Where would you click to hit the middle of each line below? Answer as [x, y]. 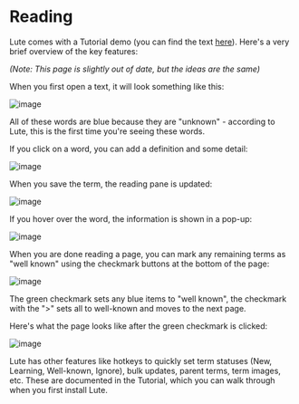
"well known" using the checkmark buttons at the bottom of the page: [140, 264]
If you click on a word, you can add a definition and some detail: [129, 149]
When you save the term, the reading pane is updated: [111, 184]
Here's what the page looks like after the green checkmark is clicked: [139, 326]
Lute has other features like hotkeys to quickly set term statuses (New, [141, 361]
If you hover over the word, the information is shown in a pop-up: [131, 218]
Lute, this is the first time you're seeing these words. [107, 131]
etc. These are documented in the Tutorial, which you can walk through [142, 380]
